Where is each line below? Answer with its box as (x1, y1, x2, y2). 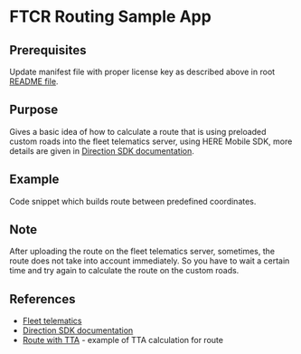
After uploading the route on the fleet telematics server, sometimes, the (9, 246, 276, 257)
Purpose (9, 102, 59, 118)
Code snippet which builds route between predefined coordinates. (9, 196, 257, 206)
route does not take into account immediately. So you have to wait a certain (9, 255, 290, 266)
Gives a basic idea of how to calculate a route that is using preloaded (9, 126, 267, 137)
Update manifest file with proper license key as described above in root (9, 66, 276, 77)
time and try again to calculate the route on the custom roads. (9, 265, 240, 276)
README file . (9, 76, 59, 87)
